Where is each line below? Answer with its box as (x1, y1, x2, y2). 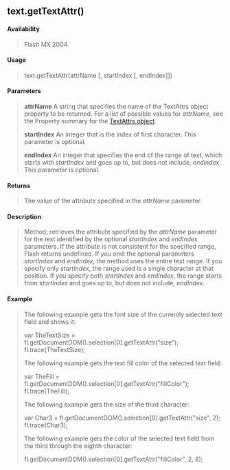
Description (7, 212, 42, 221)
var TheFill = (23, 372, 60, 380)
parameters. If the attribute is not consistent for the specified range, (23, 243, 216, 251)
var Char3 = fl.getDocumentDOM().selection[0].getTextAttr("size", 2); (23, 413, 221, 422)
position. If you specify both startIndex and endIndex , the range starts (23, 272, 222, 280)
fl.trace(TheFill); (23, 387, 70, 395)
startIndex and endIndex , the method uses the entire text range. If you (23, 257, 222, 265)
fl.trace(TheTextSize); (23, 345, 86, 354)
